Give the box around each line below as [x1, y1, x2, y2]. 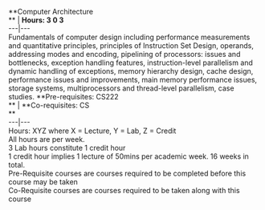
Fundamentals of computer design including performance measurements [8, 32, 251, 42]
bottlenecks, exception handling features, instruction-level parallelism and [8, 58, 253, 67]
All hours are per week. [8, 135, 86, 143]
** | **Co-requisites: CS [8, 100, 90, 110]
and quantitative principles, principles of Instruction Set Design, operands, [8, 41, 255, 50]
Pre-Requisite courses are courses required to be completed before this [8, 168, 247, 178]
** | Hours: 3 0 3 [8, 15, 64, 25]
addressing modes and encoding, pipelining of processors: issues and [8, 50, 241, 59]
